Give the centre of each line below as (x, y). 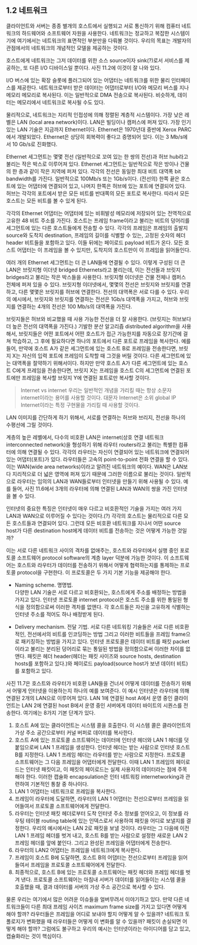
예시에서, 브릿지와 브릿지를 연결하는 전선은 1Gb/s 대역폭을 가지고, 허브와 (95, 299)
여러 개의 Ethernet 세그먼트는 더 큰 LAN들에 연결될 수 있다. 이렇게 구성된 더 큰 (96, 262)
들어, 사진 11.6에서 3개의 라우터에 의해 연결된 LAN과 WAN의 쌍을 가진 (92, 488)
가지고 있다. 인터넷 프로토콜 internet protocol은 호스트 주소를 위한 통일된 (98, 599)
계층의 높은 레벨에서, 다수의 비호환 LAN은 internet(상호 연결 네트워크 (85, 437)
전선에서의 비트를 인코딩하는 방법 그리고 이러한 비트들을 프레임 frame (107, 634)
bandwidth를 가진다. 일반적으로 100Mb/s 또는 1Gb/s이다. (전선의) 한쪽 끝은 (93, 179)
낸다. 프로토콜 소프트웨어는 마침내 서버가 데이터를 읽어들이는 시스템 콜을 (103, 879)
